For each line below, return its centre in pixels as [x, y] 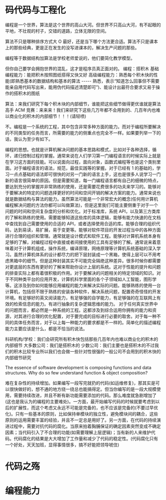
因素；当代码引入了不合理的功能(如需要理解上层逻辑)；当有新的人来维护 [78, 432]
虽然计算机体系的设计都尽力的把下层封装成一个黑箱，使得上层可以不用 [85, 254]
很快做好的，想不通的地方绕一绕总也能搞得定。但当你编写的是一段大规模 [83, 389]
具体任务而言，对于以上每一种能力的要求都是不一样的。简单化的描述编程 [87, 322]
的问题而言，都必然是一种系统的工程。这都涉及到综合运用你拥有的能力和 [79, 310]
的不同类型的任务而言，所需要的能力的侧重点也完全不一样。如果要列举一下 [81, 133]
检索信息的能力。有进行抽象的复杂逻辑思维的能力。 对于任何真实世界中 [86, 304]
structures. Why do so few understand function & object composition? [77, 373]
